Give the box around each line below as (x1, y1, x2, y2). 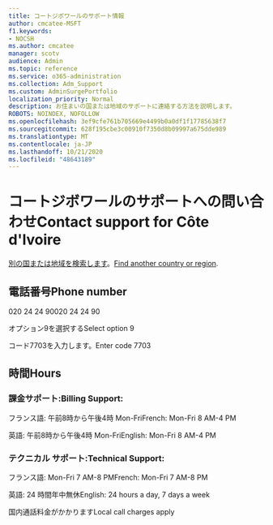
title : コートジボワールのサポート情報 (8, 11, 125, 20)
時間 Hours (8, 367, 62, 381)
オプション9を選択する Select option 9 (8, 324, 135, 333)
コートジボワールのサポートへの (8, 192, 222, 211)
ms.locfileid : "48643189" (8, 155, 96, 163)
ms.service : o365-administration (8, 72, 122, 80)
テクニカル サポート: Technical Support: (8, 452, 164, 463)
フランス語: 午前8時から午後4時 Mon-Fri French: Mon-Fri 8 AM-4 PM (8, 413, 237, 423)
